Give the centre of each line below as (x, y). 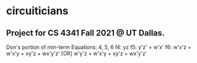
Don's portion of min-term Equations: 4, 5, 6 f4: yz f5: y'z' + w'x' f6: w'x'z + (99, 47)
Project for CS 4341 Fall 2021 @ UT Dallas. (85, 33)
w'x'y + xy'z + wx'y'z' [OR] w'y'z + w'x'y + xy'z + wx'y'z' (77, 53)
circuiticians (37, 11)
